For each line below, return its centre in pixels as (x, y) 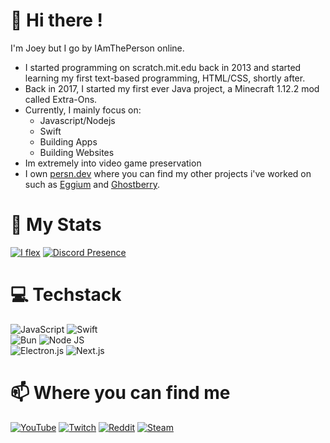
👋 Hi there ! (57, 20)
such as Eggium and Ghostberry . (92, 184)
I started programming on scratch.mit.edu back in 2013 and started (163, 67)
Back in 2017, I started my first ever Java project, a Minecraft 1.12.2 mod (172, 88)
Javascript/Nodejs (77, 120)
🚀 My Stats (56, 225)
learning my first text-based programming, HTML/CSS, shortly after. (165, 78)
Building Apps (68, 141)
